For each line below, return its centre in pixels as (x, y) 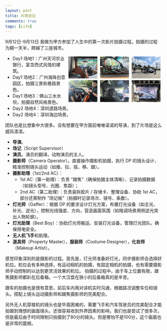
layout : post (19, 10)
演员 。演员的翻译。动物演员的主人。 (49, 155)
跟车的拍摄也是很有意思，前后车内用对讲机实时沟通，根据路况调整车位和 (79, 288)
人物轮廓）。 (29, 217)
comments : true (21, 21)
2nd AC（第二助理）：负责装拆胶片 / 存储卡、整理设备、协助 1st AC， (90, 192)
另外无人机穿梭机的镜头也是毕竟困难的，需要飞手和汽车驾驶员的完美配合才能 (83, 305)
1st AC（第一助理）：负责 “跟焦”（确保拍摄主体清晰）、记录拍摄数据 (87, 179)
